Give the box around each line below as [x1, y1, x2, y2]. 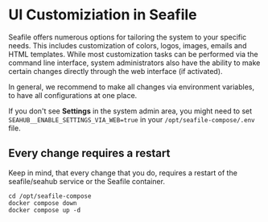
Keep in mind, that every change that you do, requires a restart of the [8, 167, 237, 178]
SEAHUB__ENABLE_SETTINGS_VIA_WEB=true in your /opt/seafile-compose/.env [8, 114, 255, 124]
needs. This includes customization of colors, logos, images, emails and [8, 40, 247, 50]
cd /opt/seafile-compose [8, 191, 92, 200]
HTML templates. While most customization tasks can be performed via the [8, 49, 259, 59]
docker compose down [8, 199, 78, 207]
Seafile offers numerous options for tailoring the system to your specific [8, 32, 247, 42]
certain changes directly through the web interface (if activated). [8, 66, 223, 76]
